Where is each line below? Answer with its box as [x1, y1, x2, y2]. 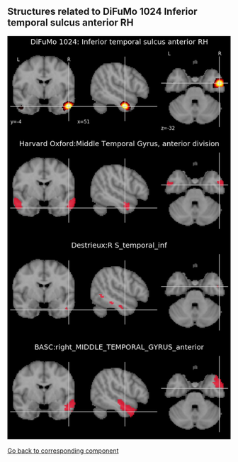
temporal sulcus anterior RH [7, 17, 134, 29]
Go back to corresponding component [7, 446, 119, 455]
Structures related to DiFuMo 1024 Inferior [7, 6, 198, 18]
